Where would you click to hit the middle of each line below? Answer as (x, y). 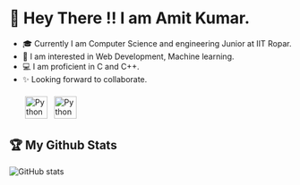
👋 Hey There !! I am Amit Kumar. (130, 18)
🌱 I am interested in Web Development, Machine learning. (128, 56)
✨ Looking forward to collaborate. (85, 79)
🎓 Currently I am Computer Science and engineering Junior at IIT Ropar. (157, 43)
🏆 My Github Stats (64, 145)
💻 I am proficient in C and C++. (81, 66)
